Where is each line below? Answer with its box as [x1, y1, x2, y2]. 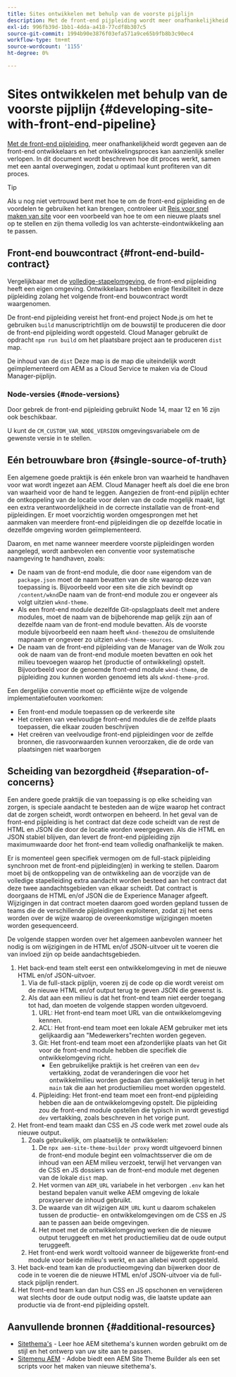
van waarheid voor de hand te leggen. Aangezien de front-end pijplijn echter [7, 488, 230, 496]
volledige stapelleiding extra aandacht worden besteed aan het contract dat [7, 876, 227, 885]
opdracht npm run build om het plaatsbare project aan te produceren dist [7, 336, 222, 344]
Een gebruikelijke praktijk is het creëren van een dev [49, 1060, 200, 1069]
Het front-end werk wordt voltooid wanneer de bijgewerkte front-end [27, 1248, 229, 1256]
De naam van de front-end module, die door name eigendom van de [17, 568, 212, 576]
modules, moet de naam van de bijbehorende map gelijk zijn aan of [17, 613, 213, 621]
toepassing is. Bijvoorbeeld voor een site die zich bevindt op [17, 582, 193, 591]
